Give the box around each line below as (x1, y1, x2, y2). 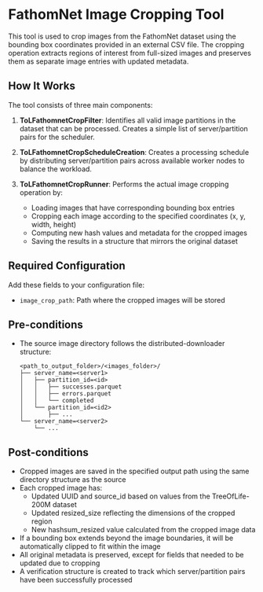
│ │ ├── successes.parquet (19, 383, 122, 391)
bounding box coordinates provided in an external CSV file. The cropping (8, 39, 245, 49)
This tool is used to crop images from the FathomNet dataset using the (8, 31, 237, 41)
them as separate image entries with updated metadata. (8, 57, 189, 66)
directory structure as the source (19, 475, 127, 484)
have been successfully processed (19, 575, 133, 585)
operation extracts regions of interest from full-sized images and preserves (8, 48, 251, 57)
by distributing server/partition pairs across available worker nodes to (19, 156, 245, 165)
